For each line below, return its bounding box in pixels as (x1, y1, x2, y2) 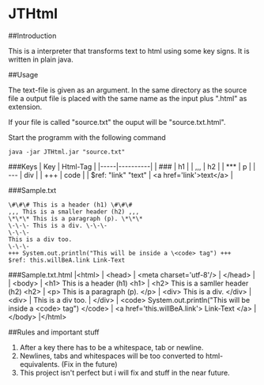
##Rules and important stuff (8, 327, 100, 337)
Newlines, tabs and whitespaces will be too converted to (19, 351, 204, 360)
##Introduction (8, 31, 57, 40)
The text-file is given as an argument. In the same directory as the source (8, 85, 247, 95)
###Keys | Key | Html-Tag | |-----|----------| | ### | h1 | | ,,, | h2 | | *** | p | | (8, 161, 256, 171)
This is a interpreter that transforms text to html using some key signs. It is (8, 46, 251, 55)
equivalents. (19, 359, 60, 368)
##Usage (8, 70, 39, 79)
